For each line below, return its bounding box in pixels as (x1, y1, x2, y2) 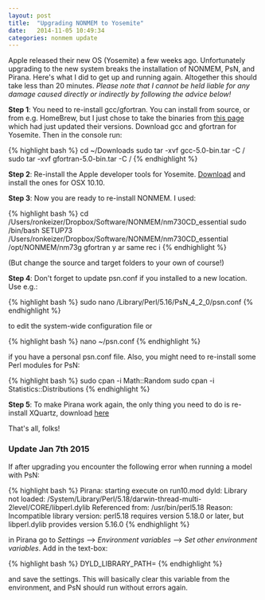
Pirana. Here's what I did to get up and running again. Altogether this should (8, 72, 257, 82)
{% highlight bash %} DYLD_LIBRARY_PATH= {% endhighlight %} (8, 559, 223, 568)
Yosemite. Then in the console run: (8, 131, 123, 140)
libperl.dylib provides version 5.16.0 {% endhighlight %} (8, 519, 190, 529)
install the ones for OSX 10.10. (8, 178, 106, 188)
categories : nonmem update (8, 33, 98, 42)
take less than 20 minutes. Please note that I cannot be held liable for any (8, 81, 251, 91)
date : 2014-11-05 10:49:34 (8, 26, 105, 34)
